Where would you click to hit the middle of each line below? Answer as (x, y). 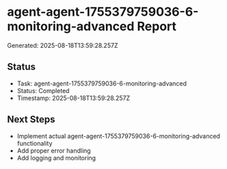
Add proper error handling (54, 151)
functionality (35, 143)
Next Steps (31, 119)
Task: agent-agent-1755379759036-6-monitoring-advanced (102, 83)
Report (157, 26)
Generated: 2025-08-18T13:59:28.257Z (63, 45)
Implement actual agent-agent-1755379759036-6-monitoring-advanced (119, 136)
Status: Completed (43, 90)
